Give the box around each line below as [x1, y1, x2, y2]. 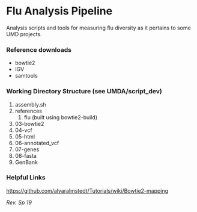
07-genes [14, 146, 40, 153]
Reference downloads [6, 45, 72, 54]
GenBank [14, 158, 38, 166]
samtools [14, 72, 38, 79]
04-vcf [14, 126, 32, 134]
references [14, 107, 42, 114]
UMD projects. [6, 30, 42, 37]
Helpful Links [6, 173, 46, 182]
